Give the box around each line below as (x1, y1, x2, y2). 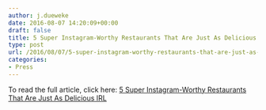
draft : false (8, 26, 51, 34)
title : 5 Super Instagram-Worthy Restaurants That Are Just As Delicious (8, 33, 257, 42)
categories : (8, 56, 47, 64)
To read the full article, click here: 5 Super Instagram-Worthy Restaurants (8, 85, 247, 94)
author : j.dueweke (8, 11, 69, 20)
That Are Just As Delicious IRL (8, 93, 107, 103)
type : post (8, 41, 44, 49)
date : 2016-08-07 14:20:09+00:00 (8, 19, 119, 27)
